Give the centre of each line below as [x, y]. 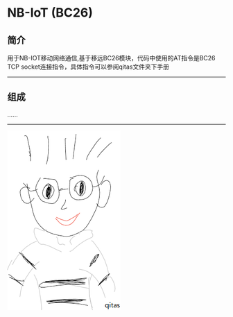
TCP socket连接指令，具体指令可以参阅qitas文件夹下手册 [88, 67]
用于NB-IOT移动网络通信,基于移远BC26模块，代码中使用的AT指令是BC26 [111, 58]
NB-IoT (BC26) [50, 13]
